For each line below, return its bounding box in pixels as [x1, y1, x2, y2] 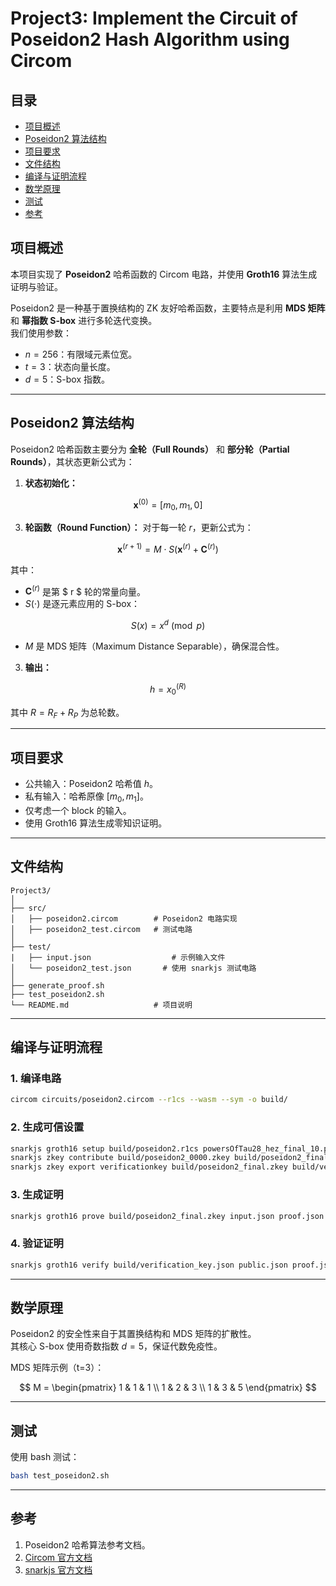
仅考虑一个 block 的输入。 [24, 804, 132, 816]
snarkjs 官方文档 [24, 1563, 93, 1576]
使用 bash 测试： [10, 1451, 80, 1463]
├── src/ [10, 903, 47, 913]
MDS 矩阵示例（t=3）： [10, 1362, 105, 1374]
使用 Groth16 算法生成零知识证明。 [24, 817, 168, 829]
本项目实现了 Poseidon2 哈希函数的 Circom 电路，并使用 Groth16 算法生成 [10, 268, 318, 280]
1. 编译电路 [10, 1072, 62, 1086]
